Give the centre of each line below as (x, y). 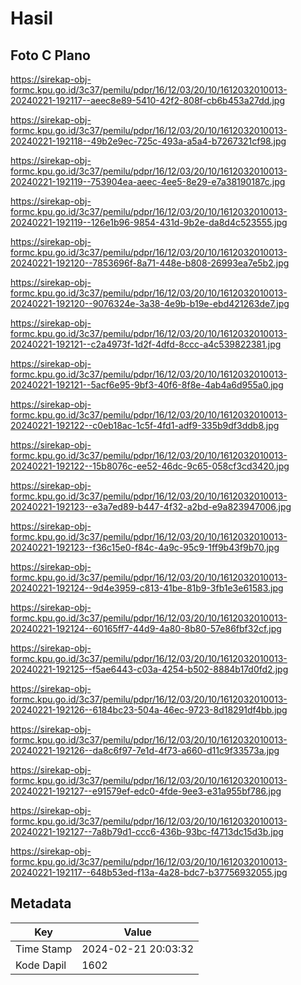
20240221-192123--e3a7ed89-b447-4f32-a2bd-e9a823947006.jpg (151, 506)
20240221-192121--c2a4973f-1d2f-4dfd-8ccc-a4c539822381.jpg (146, 344)
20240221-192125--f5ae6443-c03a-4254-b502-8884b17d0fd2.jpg (149, 669)
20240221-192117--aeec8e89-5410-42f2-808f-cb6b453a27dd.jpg (147, 100)
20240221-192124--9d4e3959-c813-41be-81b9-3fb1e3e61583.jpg (147, 588)
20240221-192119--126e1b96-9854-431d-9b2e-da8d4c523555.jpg (149, 222)
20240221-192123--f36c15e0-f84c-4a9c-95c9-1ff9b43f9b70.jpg (145, 547)
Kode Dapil (41, 965)
